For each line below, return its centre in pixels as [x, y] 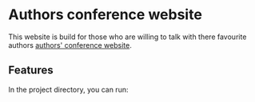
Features [31, 71]
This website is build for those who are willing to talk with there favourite [127, 37]
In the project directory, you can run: [68, 89]
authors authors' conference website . [70, 45]
